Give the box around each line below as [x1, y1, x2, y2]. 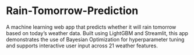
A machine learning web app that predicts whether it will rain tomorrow [6, 23, 177, 30]
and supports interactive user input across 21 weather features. [6, 42, 158, 49]
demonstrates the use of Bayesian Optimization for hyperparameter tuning [6, 36, 185, 43]
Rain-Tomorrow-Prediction [6, 4, 139, 18]
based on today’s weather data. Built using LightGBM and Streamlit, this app [6, 29, 188, 36]
